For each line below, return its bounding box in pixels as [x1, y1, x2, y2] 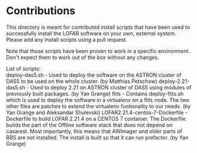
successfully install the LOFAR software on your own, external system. [6, 29, 176, 36]
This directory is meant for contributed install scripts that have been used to [6, 24, 190, 31]
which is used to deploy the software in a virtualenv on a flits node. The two [6, 96, 190, 104]
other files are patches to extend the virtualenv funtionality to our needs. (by [6, 102, 191, 109]
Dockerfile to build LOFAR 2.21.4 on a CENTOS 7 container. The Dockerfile [6, 115, 186, 122]
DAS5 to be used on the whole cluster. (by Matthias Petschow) [6, 78, 158, 85]
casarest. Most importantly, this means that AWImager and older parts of [6, 128, 182, 135]
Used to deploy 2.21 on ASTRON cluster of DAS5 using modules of [30, 84, 192, 91]
